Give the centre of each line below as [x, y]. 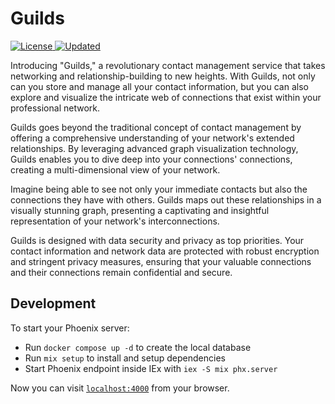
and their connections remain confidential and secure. [121, 272]
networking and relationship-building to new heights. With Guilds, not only [163, 76]
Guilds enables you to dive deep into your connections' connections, [151, 159]
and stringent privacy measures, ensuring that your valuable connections [161, 261]
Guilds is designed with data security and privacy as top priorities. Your [157, 240]
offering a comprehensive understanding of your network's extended [152, 138]
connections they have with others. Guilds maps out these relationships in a [166, 199]
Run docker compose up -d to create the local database [138, 347]
